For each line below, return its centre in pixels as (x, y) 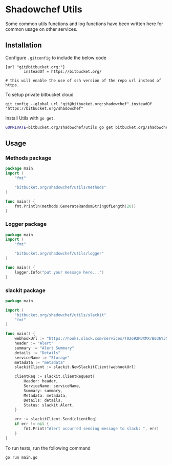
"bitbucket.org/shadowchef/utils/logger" (59, 254)
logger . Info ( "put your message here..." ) (59, 272)
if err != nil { (32, 424)
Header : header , (41, 381)
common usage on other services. (41, 29)
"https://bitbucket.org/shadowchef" (44, 108)
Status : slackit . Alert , (49, 405)
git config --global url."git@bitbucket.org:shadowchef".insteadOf (79, 104)
